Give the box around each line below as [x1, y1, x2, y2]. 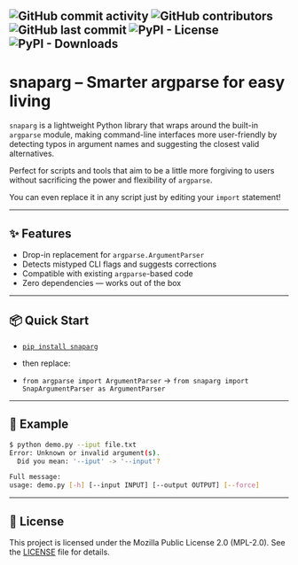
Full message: [9, 473, 62, 482]
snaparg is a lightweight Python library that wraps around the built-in [9, 120, 259, 131]
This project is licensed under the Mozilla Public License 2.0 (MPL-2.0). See [9, 537, 286, 547]
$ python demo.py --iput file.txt [9, 440, 137, 449]
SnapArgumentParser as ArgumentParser [21, 384, 166, 393]
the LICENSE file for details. [9, 546, 111, 557]
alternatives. [9, 148, 55, 159]
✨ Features [9, 226, 72, 241]
